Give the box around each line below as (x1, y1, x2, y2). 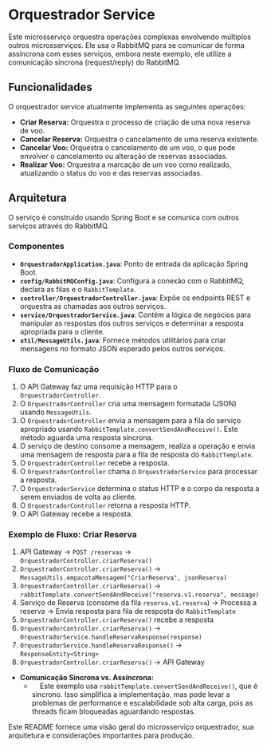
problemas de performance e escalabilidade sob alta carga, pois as (31, 699, 253, 708)
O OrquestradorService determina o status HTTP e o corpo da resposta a (19, 484, 260, 493)
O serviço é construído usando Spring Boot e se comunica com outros (8, 212, 239, 222)
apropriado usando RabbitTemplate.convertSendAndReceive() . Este (19, 425, 238, 434)
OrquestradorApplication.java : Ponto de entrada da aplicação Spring (19, 259, 249, 268)
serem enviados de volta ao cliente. (19, 493, 137, 502)
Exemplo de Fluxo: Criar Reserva (8, 529, 137, 540)
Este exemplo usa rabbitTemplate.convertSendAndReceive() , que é (39, 681, 258, 691)
